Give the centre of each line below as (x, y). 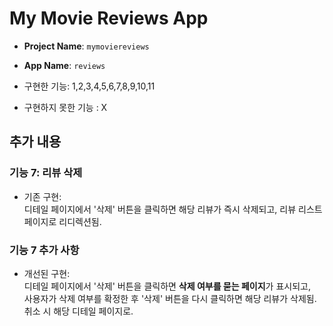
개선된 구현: (47, 273)
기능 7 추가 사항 (44, 250)
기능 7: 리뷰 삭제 (46, 173)
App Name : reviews (64, 65)
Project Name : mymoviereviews (86, 46)
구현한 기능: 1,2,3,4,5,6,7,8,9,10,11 (89, 86)
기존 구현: (42, 196)
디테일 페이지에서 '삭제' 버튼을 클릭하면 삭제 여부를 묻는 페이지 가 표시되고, (167, 286)
